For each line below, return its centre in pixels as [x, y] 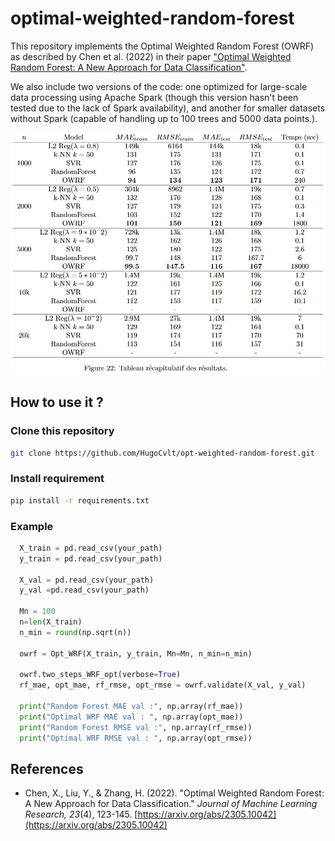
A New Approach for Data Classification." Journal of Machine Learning [171, 804]
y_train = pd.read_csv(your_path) [91, 558]
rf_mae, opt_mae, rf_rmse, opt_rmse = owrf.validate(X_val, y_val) [163, 685]
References [47, 768]
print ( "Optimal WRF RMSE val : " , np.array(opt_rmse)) [136, 738]
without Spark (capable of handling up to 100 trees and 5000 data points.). [164, 118]
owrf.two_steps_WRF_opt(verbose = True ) [100, 675]
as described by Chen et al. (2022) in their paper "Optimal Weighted [151, 56]
